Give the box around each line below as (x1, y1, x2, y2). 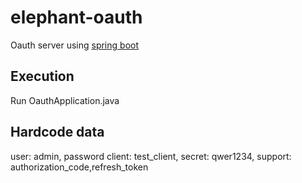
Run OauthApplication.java (10, 94, 120, 106)
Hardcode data (10, 124, 105, 141)
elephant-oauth (10, 6, 143, 29)
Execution (10, 68, 75, 85)
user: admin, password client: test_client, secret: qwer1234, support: (10, 150, 292, 162)
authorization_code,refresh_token (10, 161, 149, 173)
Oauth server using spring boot (10, 39, 139, 51)
